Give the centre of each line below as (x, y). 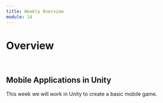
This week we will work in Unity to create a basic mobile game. (82, 94)
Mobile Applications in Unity (59, 80)
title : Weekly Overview (35, 11)
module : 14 (19, 17)
